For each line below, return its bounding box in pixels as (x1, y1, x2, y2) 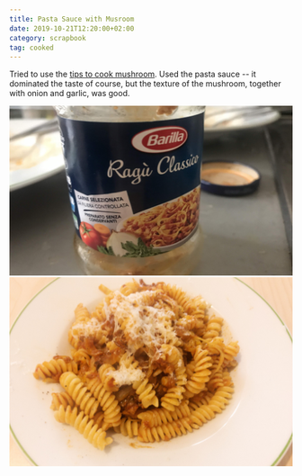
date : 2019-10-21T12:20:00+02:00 (9, 23, 135, 33)
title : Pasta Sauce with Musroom (9, 14, 135, 23)
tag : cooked (9, 43, 54, 52)
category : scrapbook (9, 33, 87, 42)
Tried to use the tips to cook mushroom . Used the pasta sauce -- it (9, 68, 256, 80)
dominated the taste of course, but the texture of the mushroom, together (9, 78, 281, 89)
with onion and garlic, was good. (9, 88, 130, 99)
